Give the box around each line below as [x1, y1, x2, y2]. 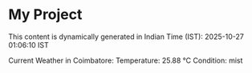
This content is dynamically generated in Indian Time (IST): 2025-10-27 [8, 32, 245, 41]
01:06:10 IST [8, 40, 50, 49]
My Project [8, 6, 83, 24]
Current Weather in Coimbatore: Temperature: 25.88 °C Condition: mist [8, 56, 243, 65]
